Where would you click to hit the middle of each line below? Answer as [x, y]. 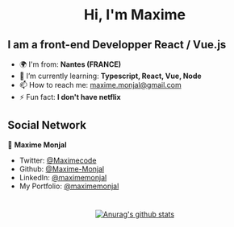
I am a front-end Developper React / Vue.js [117, 45]
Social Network [47, 125]
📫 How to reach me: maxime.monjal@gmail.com [100, 85]
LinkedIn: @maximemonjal [63, 177]
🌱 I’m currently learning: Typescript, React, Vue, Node [111, 76]
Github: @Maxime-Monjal [62, 169]
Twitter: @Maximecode [58, 160]
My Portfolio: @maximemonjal [69, 186]
